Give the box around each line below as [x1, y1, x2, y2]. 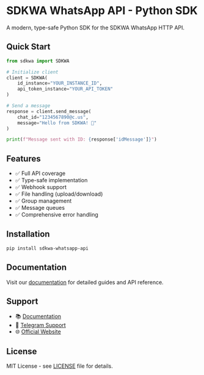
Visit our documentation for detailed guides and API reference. [6, 278, 164, 286]
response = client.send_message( [6, 108, 92, 114]
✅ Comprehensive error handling [15, 211, 99, 218]
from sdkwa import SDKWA [6, 58, 70, 64]
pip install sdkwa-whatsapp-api [6, 245, 89, 251]
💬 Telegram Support [15, 322, 66, 329]
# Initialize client [6, 69, 59, 75]
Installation [6, 229, 50, 239]
